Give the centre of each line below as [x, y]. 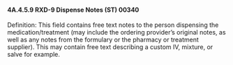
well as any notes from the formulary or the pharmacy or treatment [103, 40]
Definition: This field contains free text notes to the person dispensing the [113, 25]
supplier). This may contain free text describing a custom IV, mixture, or [110, 47]
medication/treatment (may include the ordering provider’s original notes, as [116, 32]
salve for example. [34, 55]
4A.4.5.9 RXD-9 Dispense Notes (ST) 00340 [73, 10]
